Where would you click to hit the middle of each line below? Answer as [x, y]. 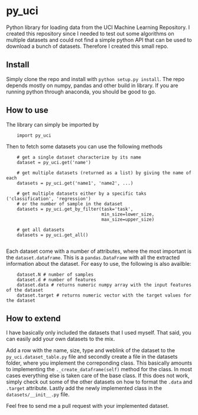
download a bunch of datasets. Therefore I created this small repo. [87, 46]
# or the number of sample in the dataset [70, 204]
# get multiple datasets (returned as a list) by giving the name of [104, 173]
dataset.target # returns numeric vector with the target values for [104, 295]
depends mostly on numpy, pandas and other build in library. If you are [92, 85]
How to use [27, 110]
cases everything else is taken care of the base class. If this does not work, [98, 376]
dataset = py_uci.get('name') [54, 162]
